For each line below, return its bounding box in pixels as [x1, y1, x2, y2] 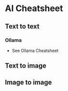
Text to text [5, 22, 40, 30]
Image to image [5, 78, 52, 86]
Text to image [5, 61, 46, 70]
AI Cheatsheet [5, 3, 63, 14]
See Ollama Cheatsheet [11, 47, 59, 53]
